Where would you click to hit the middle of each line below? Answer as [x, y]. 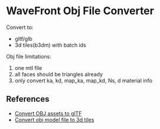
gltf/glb [23, 38]
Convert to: [20, 27]
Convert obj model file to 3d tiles [54, 120]
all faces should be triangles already [59, 74]
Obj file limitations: [29, 56]
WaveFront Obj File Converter [80, 11]
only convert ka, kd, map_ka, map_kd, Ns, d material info [83, 80]
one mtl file [28, 68]
